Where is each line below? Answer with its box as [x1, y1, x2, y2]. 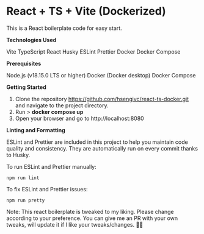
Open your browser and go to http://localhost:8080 [15, 115, 145, 122]
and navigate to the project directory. [15, 102, 109, 109]
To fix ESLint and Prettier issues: [6, 185, 88, 193]
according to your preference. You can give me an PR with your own [6, 214, 178, 222]
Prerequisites [6, 60, 42, 67]
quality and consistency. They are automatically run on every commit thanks [6, 144, 199, 152]
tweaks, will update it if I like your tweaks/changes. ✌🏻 [6, 221, 144, 228]
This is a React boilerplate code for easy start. [6, 24, 122, 32]
